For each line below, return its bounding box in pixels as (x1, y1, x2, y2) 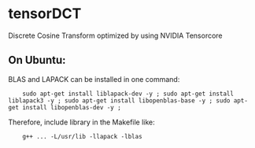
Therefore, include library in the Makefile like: (8, 117, 155, 127)
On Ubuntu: (8, 54, 66, 67)
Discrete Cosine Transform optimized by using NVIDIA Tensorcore (8, 31, 223, 40)
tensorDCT (8, 5, 82, 23)
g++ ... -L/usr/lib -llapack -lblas (22, 132, 143, 140)
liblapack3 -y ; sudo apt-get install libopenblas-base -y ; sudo (8, 96, 231, 105)
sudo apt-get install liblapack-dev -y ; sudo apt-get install (22, 90, 235, 98)
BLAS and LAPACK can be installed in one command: (8, 74, 180, 83)
